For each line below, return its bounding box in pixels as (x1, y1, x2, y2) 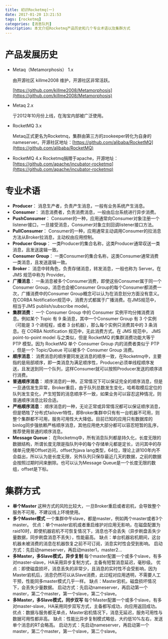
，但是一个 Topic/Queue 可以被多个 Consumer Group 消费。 (12, 347, 136, 353)
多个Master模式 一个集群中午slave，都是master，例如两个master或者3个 (12, 515, 163, 521)
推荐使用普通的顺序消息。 (12, 429, 65, 434)
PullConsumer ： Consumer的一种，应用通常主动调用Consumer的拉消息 (12, 228, 161, 234)
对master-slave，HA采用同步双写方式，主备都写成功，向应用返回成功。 (12, 603, 160, 609)
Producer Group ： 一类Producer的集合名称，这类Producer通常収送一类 (12, 241, 160, 246)
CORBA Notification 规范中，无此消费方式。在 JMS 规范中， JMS (26, 328, 161, 334)
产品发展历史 (5, 49, 58, 61)
